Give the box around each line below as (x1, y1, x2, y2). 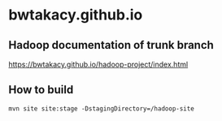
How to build (8, 83, 74, 97)
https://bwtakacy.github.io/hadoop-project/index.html (8, 59, 189, 69)
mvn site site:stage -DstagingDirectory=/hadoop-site (8, 104, 195, 113)
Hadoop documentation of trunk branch (8, 38, 214, 52)
